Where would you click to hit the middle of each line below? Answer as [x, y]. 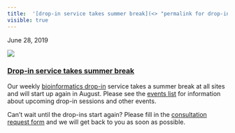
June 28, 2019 [28, 40]
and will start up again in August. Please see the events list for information [114, 93]
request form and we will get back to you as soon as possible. [96, 122]
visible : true [28, 20]
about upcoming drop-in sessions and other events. [82, 101]
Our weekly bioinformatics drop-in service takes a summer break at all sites [116, 86]
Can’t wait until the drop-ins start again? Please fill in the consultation [107, 114]
